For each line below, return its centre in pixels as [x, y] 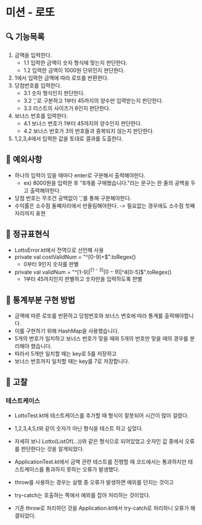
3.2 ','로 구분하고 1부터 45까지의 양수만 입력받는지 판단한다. [93, 100]
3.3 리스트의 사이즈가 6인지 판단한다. [67, 108]
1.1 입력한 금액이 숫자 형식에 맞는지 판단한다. [75, 63]
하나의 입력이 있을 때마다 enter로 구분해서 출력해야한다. [80, 175]
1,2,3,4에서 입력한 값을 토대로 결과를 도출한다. [69, 138]
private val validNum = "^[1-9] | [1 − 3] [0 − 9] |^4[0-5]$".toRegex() [93, 271]
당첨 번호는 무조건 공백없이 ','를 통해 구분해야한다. [73, 198]
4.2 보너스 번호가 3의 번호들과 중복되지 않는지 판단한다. [89, 131]
